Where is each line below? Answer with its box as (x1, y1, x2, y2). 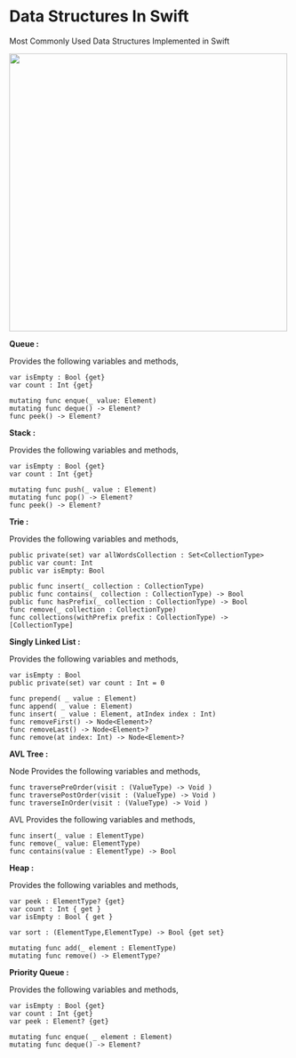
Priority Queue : (9, 966, 69, 977)
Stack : (9, 427, 36, 437)
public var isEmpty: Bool (9, 566, 105, 575)
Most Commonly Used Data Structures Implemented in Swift (9, 36, 230, 46)
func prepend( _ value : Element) (9, 693, 138, 703)
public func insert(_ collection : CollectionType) (9, 581, 204, 590)
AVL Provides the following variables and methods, (9, 814, 196, 824)
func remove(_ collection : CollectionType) (9, 605, 177, 614)
